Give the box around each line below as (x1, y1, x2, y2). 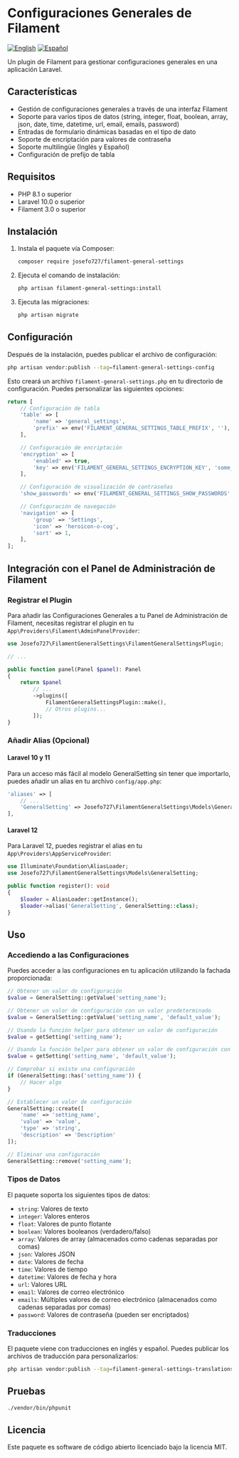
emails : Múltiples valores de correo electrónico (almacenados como (17, 1295, 217, 1303)
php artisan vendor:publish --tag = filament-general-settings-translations (7, 1366, 234, 1373)
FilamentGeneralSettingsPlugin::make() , (45, 699, 167, 706)
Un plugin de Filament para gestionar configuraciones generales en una (7, 57, 218, 66)
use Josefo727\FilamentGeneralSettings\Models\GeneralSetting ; (7, 869, 199, 877)
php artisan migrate (17, 311, 79, 319)
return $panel (20, 679, 62, 686)
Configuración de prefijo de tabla (17, 150, 115, 158)
